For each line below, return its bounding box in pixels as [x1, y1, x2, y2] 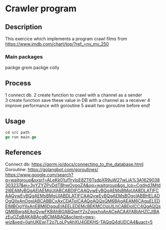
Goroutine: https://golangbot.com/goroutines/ [5, 167, 99, 173]
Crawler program [5, 3, 77, 14]
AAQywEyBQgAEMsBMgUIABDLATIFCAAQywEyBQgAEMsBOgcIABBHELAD [5, 193, 160, 199]
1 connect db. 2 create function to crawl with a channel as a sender [5, 92, 142, 98]
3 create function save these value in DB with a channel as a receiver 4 [5, 97, 150, 103]
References [5, 148, 42, 157]
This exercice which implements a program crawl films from [5, 36, 127, 42]
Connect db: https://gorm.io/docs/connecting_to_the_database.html [5, 161, 144, 167]
